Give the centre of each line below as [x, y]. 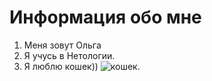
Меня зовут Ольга [62, 45]
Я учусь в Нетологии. [69, 55]
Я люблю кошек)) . [82, 66]
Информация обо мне [105, 17]
